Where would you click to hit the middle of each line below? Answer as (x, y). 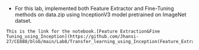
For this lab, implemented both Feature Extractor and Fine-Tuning (94, 8)
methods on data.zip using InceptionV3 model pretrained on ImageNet (100, 15)
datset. (23, 21)
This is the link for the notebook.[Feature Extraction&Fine (83, 31)
